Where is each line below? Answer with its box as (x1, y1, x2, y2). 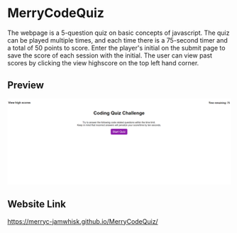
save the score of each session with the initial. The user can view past (7, 51, 213, 60)
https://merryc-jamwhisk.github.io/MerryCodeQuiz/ (7, 217, 158, 225)
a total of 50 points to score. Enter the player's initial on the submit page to (7, 43, 226, 52)
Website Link (7, 198, 66, 210)
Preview (7, 80, 45, 92)
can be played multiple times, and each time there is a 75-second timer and (7, 36, 228, 44)
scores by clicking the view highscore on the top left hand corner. (7, 58, 199, 67)
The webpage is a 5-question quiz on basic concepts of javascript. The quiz (7, 28, 230, 37)
